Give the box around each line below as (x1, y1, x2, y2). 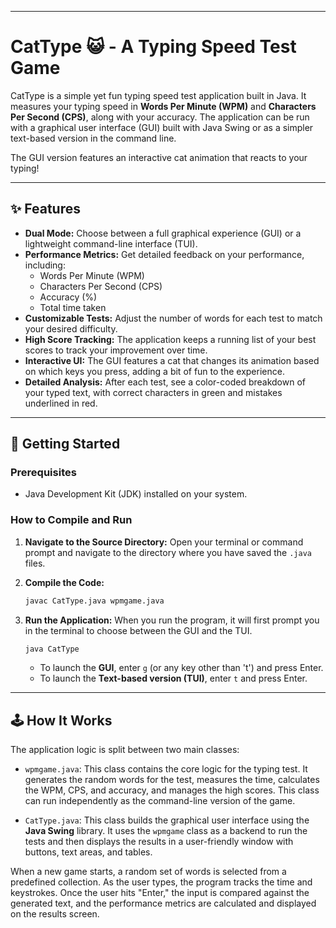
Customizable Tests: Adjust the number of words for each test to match (24, 312, 323, 324)
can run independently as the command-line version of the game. (24, 795, 296, 807)
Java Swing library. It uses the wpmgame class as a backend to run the (24, 825, 308, 837)
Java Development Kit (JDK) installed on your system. (24, 488, 248, 500)
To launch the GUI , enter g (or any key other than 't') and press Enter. (39, 662, 324, 674)
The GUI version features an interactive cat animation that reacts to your (10, 151, 308, 163)
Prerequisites (10, 466, 77, 480)
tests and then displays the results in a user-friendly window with (24, 836, 294, 848)
